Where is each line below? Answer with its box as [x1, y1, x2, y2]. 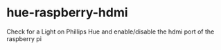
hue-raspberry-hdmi [6, 5, 129, 21]
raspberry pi [6, 34, 42, 42]
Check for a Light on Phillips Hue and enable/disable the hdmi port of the [6, 27, 215, 36]
